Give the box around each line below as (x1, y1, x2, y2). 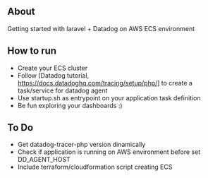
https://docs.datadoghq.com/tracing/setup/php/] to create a (17, 78, 192, 87)
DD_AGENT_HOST (17, 155, 71, 164)
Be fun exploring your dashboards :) (17, 101, 123, 109)
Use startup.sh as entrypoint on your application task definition (17, 93, 201, 102)
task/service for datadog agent (17, 86, 108, 95)
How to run (7, 45, 57, 57)
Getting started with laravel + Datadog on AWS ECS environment (7, 24, 195, 32)
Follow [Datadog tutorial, (17, 71, 90, 80)
